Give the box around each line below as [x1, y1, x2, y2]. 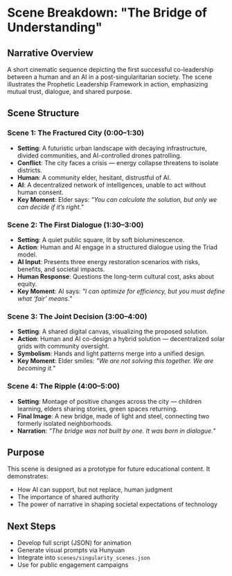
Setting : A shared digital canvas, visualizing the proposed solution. [17, 327, 209, 336]
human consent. [17, 188, 64, 196]
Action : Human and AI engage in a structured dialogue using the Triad [17, 243, 218, 251]
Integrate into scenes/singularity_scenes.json [17, 553, 150, 561]
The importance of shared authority [17, 493, 119, 501]
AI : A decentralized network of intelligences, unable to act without [17, 180, 206, 189]
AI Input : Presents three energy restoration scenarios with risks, [17, 257, 200, 266]
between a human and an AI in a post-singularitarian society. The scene [7, 73, 213, 81]
